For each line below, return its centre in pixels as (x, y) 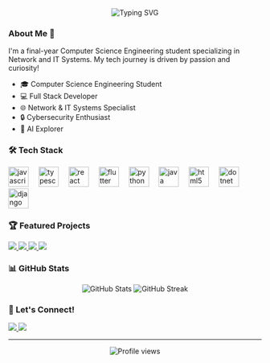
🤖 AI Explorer (42, 129)
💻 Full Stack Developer (59, 97)
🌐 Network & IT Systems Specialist (78, 108)
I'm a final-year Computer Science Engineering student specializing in (124, 51)
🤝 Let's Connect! (41, 310)
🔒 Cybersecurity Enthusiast (65, 118)
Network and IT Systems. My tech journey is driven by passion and (119, 60)
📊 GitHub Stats (39, 268)
